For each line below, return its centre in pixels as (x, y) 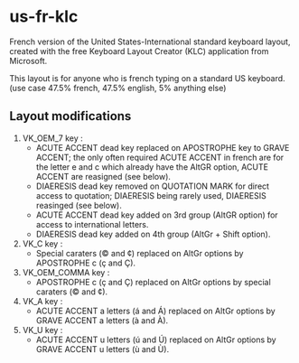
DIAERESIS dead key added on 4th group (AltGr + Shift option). (153, 234)
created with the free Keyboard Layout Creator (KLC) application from (139, 51)
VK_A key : (42, 301)
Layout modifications (70, 116)
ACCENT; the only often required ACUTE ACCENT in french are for (160, 157)
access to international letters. (92, 224)
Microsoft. (28, 60)
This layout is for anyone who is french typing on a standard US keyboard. (148, 78)
